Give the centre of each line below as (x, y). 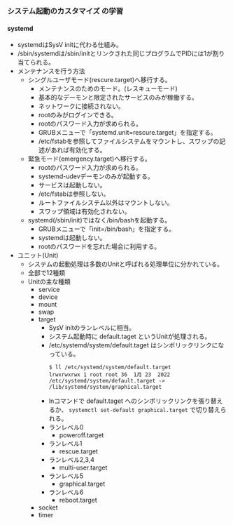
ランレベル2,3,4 (71, 460)
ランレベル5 (66, 476)
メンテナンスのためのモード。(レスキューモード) (108, 88)
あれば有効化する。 (78, 150)
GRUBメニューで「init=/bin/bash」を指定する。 (107, 229)
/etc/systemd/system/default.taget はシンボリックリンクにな (136, 345)
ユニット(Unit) (38, 255)
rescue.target (78, 451)
